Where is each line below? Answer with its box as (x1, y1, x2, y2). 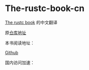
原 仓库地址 (5, 29, 26, 35)
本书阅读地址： (5, 40, 35, 46)
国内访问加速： (5, 59, 35, 65)
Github (5, 49, 18, 56)
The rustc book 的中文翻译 (5, 19, 58, 25)
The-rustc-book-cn (5, 3, 85, 14)
